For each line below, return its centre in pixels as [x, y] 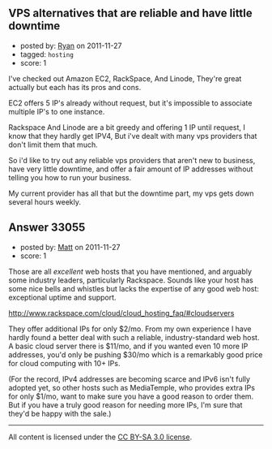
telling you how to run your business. [70, 177]
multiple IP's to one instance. [57, 111]
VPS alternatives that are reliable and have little [130, 13]
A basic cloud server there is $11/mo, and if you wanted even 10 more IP [128, 346]
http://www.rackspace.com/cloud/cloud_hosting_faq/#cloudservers [121, 313]
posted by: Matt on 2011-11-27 [70, 247]
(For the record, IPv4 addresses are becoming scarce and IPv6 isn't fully [130, 379]
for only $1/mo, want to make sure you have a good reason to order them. [131, 396]
